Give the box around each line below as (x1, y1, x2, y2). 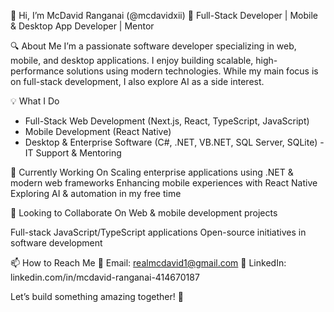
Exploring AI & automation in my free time (10, 188, 182, 199)
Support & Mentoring (35, 147, 122, 159)
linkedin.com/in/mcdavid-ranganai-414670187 (10, 271, 200, 283)
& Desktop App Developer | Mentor (10, 20, 155, 32)
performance (10, 65, 65, 77)
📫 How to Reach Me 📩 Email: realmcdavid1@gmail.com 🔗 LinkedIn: (10, 257, 287, 269)
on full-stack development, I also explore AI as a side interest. (10, 76, 265, 87)
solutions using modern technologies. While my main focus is (66, 65, 319, 77)
